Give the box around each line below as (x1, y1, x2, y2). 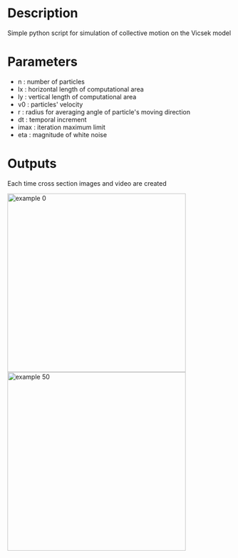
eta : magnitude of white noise (17, 130, 108, 139)
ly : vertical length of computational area (17, 92, 137, 101)
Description (7, 5, 78, 21)
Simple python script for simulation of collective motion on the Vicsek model (7, 29, 232, 37)
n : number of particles (17, 77, 86, 86)
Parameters (7, 54, 78, 70)
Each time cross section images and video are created (7, 179, 167, 187)
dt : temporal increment (17, 115, 87, 124)
